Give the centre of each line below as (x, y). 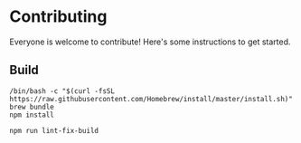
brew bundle (32, 107)
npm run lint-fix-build (54, 130)
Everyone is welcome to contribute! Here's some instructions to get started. (150, 42)
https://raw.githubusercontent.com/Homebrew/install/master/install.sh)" (151, 99)
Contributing (58, 17)
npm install (32, 115)
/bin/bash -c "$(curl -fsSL (62, 91)
